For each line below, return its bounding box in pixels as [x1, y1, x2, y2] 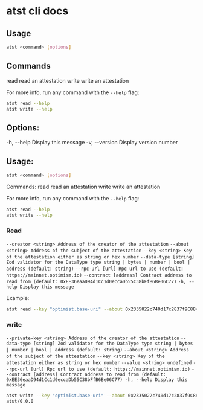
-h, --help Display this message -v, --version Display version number [6, 139, 178, 146]
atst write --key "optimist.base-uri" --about [6, 392, 126, 399]
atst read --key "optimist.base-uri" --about [6, 306, 123, 312]
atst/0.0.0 [6, 399, 34, 405]
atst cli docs [6, 4, 69, 18]
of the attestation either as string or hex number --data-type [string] [6, 254, 195, 260]
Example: [6, 294, 30, 301]
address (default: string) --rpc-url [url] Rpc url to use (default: [6, 266, 184, 272]
